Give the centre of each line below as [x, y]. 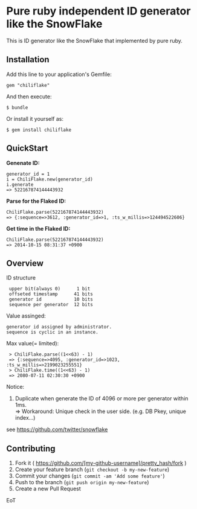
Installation [28, 59]
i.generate [20, 184]
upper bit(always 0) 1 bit [50, 289]
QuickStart [27, 148]
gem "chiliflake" [28, 85]
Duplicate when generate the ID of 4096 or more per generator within [102, 399]
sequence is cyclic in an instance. [52, 332]
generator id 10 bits [51, 299]
